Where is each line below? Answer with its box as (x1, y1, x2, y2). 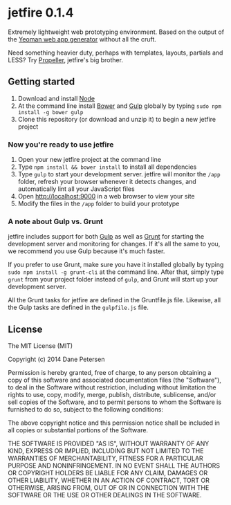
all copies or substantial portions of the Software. (8, 426, 148, 434)
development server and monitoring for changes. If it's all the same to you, (8, 240, 221, 248)
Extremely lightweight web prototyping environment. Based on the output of (8, 28, 224, 36)
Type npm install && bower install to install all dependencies (17, 163, 197, 171)
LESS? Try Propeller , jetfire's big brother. (8, 55, 124, 64)
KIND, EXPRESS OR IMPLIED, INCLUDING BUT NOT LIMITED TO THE (8, 447, 204, 455)
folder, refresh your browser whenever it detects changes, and (17, 178, 196, 186)
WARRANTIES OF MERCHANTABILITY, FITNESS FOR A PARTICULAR (8, 454, 203, 463)
